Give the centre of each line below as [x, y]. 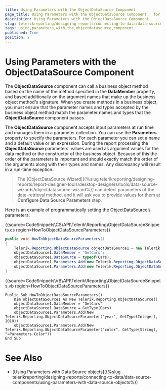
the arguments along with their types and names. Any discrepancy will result [83, 164]
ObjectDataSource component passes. [45, 117]
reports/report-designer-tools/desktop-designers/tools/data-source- [87, 184]
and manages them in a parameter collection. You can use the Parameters [81, 132]
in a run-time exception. [29, 169]
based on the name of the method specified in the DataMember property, [80, 91]
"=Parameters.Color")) [28, 334]
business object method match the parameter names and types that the [78, 112]
